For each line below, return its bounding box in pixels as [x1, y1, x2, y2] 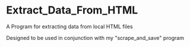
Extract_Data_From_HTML [6, 4, 138, 17]
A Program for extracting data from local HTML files [6, 23, 133, 30]
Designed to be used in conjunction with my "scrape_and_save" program [6, 34, 184, 41]
